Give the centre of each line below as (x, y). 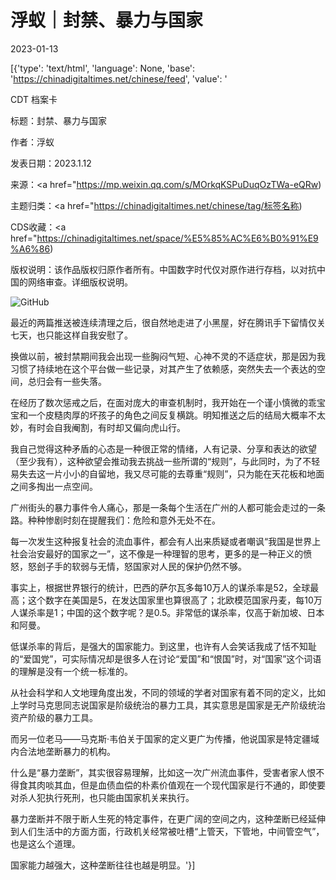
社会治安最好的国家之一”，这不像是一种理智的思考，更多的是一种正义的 (157, 553)
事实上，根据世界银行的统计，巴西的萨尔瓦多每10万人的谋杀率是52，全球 (160, 587)
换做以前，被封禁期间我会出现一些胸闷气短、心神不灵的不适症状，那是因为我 (168, 356)
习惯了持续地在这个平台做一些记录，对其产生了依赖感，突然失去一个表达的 (163, 368)
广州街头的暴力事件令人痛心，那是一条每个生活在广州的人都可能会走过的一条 (168, 507)
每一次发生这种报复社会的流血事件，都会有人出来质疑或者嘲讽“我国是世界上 (166, 541)
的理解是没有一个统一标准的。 (71, 671)
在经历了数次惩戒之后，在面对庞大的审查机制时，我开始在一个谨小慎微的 (159, 402)
